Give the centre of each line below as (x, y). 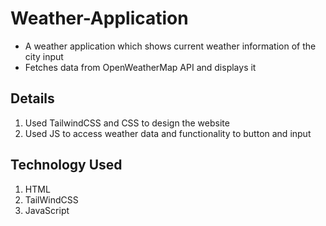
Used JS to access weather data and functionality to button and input (168, 133)
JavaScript (47, 210)
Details (32, 98)
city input (44, 56)
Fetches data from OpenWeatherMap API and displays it (140, 67)
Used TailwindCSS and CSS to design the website (127, 123)
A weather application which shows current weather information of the (170, 46)
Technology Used (66, 165)
